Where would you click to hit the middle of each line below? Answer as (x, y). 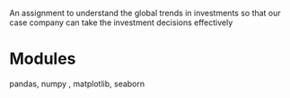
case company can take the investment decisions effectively (121, 22)
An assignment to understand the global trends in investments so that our (145, 13)
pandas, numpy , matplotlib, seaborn (77, 84)
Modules (43, 59)
